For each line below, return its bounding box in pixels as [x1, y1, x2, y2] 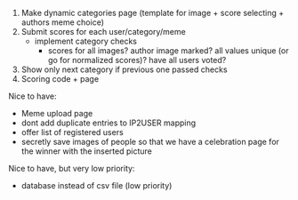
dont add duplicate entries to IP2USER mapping [20, 117, 197, 128]
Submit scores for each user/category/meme [20, 27, 186, 36]
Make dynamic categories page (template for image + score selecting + [20, 8, 285, 18]
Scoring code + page [20, 74, 100, 84]
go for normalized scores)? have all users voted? [47, 55, 227, 65]
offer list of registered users [20, 127, 124, 137]
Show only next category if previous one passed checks [20, 64, 228, 75]
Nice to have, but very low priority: [8, 164, 135, 173]
